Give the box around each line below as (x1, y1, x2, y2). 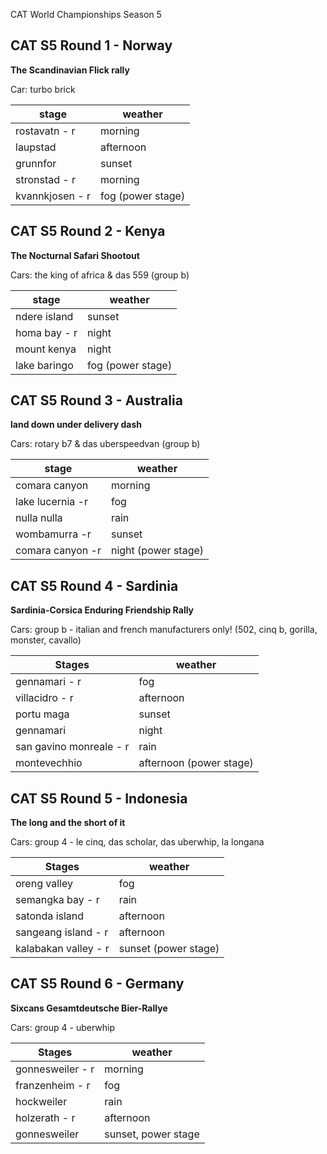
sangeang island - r (15, 925, 109, 939)
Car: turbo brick (10, 83, 76, 95)
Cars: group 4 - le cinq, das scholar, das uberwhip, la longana (10, 836, 265, 848)
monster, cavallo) (10, 634, 82, 646)
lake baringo (15, 358, 74, 372)
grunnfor (15, 156, 57, 170)
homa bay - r (15, 325, 78, 339)
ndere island (15, 309, 74, 323)
